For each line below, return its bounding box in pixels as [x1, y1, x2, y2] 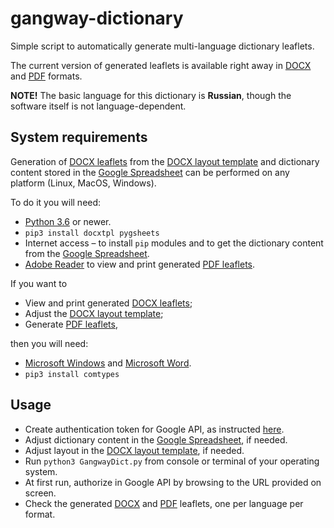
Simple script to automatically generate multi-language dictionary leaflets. [10, 40, 315, 52]
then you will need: [10, 337, 89, 349]
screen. [24, 487, 57, 499]
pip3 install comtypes [24, 369, 120, 379]
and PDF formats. [10, 70, 83, 82]
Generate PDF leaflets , [24, 318, 118, 330]
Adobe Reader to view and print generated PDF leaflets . [24, 258, 256, 270]
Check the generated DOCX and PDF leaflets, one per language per [24, 497, 304, 509]
